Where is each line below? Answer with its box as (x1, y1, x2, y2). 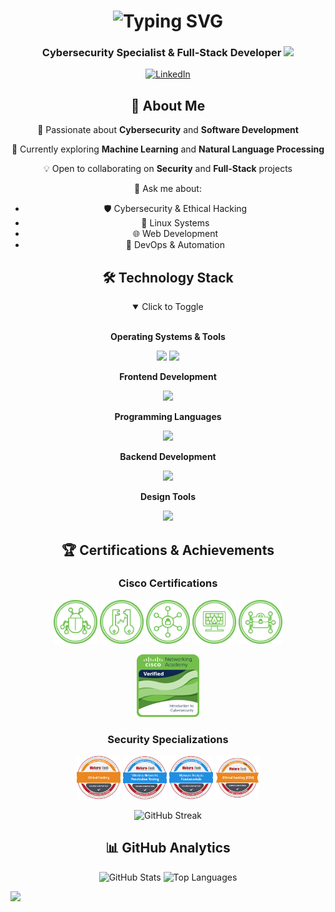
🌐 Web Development (132, 228, 219, 240)
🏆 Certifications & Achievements (61, 541, 275, 559)
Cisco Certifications (118, 576, 218, 590)
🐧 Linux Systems (141, 217, 210, 229)
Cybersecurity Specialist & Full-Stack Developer (41, 46, 282, 60)
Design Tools (139, 491, 197, 503)
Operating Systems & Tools (110, 331, 226, 343)
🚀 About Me (130, 97, 206, 114)
